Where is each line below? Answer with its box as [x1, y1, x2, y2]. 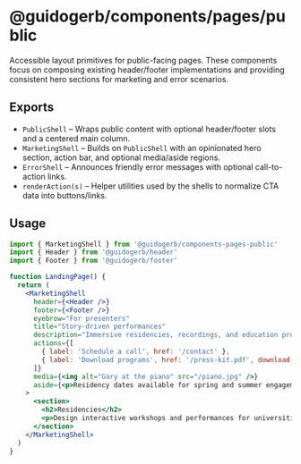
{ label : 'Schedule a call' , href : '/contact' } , [41, 347, 230, 357]
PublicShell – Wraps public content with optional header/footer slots [21, 123, 276, 134]
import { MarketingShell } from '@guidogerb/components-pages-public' [9, 240, 279, 249]
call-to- [254, 161, 283, 172]
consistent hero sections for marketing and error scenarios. [9, 73, 229, 84]
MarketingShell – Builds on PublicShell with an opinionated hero [21, 142, 262, 153]
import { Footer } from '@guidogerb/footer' [9, 257, 178, 266]
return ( [17, 281, 50, 290]
